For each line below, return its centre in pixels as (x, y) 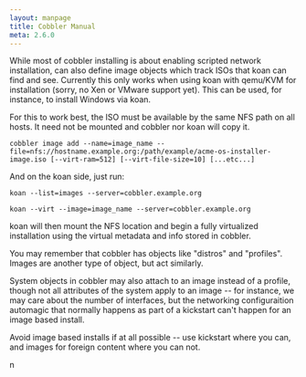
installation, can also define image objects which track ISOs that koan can (148, 70)
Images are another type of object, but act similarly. (106, 263)
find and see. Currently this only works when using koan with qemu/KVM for (153, 80)
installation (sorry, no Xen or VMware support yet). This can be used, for (146, 90)
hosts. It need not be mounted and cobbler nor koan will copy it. (130, 127)
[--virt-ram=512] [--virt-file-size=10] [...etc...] (153, 160)
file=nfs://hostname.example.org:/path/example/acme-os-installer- (141, 152)
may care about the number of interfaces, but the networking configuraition (152, 300)
